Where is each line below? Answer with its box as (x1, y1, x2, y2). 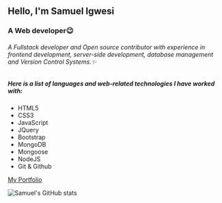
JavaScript (17, 118, 48, 126)
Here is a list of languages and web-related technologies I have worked (8, 79, 215, 88)
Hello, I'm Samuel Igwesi (8, 5, 115, 17)
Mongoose (17, 147, 48, 156)
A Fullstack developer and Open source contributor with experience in (8, 43, 206, 51)
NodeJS (17, 154, 41, 163)
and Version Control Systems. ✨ (8, 58, 97, 66)
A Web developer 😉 (8, 26, 74, 36)
